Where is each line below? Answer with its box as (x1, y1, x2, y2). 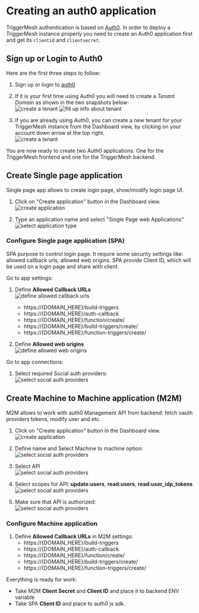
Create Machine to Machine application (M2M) (6, 393, 182, 403)
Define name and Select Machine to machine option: (14, 444, 144, 452)
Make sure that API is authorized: (14, 498, 96, 505)
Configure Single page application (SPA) (6, 236, 125, 245)
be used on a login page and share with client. (6, 263, 119, 270)
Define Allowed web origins (14, 340, 84, 347)
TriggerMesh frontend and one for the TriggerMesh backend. (6, 153, 156, 160)
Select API (14, 462, 40, 470)
